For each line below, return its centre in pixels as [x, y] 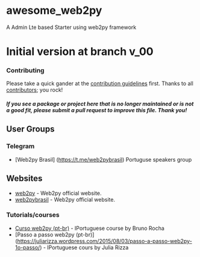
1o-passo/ [27, 247]
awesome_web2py [54, 11]
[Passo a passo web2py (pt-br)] [55, 234]
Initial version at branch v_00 [80, 52]
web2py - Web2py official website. [58, 193]
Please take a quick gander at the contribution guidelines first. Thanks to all [100, 84]
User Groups [30, 129]
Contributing [25, 71]
